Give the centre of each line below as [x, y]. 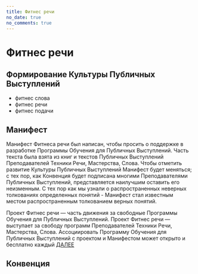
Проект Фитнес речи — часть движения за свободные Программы [92, 213]
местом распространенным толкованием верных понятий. [81, 202]
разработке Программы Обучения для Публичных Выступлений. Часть [98, 151]
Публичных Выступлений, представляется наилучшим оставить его [93, 182]
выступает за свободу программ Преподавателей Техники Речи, [89, 226]
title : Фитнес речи [30, 12]
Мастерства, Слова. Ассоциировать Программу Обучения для [86, 232]
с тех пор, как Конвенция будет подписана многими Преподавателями [97, 176]
